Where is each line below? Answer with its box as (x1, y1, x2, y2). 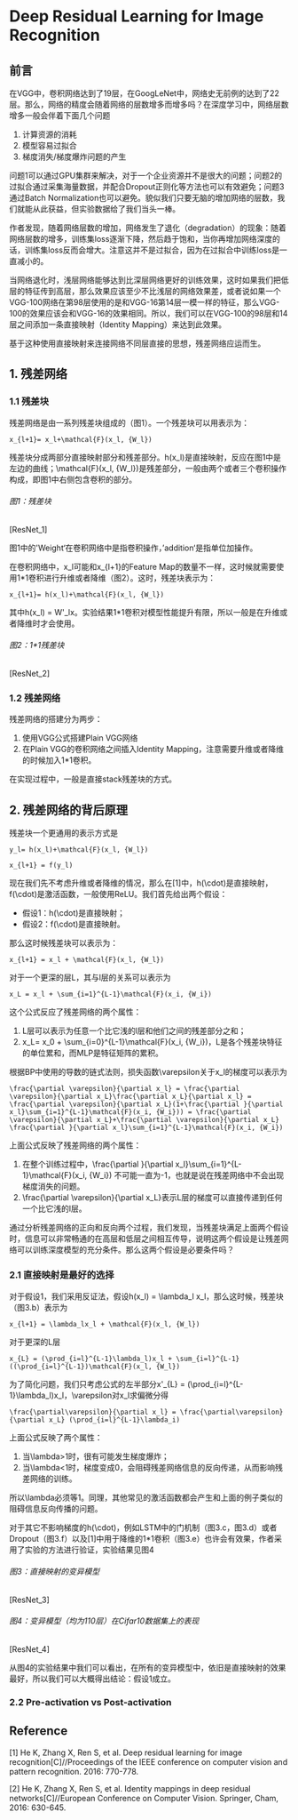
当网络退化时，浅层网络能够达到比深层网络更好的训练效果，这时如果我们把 (9, 275, 281, 285)
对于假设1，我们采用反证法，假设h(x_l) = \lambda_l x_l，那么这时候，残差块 (9, 1291, 284, 1302)
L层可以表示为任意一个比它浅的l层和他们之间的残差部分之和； (21, 1025, 247, 1037)
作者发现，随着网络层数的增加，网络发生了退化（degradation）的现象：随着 (9, 222, 286, 233)
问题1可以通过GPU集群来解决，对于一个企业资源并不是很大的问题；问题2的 (9, 171, 283, 180)
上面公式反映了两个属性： (9, 1431, 103, 1442)
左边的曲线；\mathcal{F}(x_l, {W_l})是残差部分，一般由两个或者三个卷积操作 (9, 462, 286, 473)
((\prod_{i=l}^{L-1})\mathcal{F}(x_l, (9, 1362, 153, 1371)
